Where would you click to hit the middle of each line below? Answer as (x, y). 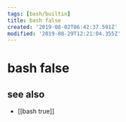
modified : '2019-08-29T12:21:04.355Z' (64, 33)
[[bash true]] (36, 111)
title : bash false (34, 20)
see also (26, 94)
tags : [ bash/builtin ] (39, 14)
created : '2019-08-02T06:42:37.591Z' (63, 27)
